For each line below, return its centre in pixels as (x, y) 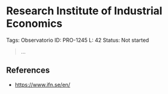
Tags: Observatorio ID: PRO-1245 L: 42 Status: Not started (78, 40)
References (28, 70)
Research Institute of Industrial (84, 11)
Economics (34, 23)
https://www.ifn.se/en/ (42, 84)
